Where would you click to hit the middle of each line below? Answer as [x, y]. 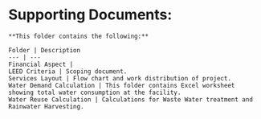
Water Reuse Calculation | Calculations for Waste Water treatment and [130, 99]
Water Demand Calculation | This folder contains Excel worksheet [122, 85]
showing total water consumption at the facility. [95, 92]
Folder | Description [45, 50]
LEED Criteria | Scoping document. [68, 71]
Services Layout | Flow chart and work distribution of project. [120, 78]
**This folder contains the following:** [79, 36]
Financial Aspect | [41, 64]
